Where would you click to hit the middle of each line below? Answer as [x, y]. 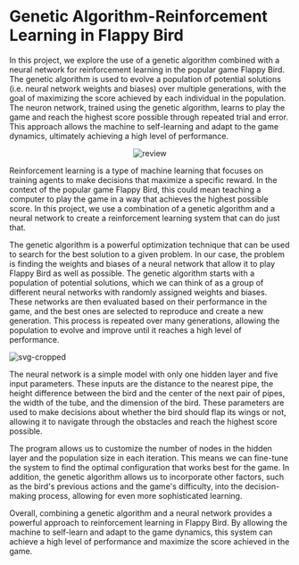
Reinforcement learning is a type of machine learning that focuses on [137, 170]
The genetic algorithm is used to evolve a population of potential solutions [145, 79]
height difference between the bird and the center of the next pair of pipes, [147, 393]
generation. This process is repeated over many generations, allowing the [145, 320]
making [23, 495]
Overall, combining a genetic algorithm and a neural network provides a [141, 513]
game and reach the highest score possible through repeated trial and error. [149, 117]
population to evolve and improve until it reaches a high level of [126, 330]
